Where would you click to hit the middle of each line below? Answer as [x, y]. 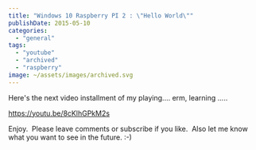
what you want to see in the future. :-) [70, 137]
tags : [17, 45]
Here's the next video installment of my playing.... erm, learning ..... [118, 97]
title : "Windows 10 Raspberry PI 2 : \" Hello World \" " [101, 16]
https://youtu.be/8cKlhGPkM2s [59, 113]
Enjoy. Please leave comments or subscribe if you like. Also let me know [128, 128]
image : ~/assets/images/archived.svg [71, 75]
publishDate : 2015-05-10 [49, 23]
